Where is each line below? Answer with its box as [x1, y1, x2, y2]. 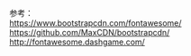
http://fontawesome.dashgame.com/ [9, 36, 146, 47]
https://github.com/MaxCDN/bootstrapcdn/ [9, 28, 170, 37]
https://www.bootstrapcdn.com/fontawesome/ [9, 18, 182, 28]
